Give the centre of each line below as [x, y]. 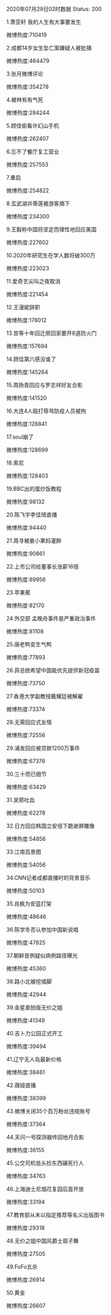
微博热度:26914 [26, 1280]
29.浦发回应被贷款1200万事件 [43, 748]
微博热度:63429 [26, 787]
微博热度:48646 [27, 917]
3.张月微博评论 [25, 74]
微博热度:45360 [26, 968]
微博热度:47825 [26, 942]
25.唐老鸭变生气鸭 [29, 644]
